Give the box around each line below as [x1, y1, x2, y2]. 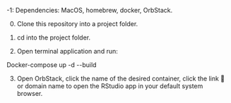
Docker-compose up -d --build [6, 61, 97, 69]
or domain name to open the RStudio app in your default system [16, 82, 203, 90]
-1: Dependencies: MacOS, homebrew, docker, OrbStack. [6, 6, 173, 14]
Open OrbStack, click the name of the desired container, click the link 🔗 [16, 74, 225, 83]
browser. [16, 90, 43, 97]
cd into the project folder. [16, 33, 91, 42]
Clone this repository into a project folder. [16, 20, 138, 28]
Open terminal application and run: [16, 47, 118, 55]
